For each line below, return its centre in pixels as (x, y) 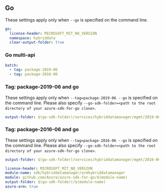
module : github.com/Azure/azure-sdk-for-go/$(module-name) (66, 178)
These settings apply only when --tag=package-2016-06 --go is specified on (81, 140)
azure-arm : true (21, 187)
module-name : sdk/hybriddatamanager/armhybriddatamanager (65, 173)
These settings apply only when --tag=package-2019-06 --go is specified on (81, 97)
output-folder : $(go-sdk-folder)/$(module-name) (55, 182)
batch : (12, 65)
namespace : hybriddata (32, 38)
